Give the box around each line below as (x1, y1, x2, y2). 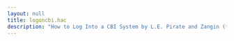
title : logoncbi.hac (7, 17, 68, 24)
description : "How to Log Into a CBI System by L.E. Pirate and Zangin (7, 23, 219, 30)
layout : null (7, 10, 45, 17)
